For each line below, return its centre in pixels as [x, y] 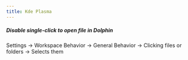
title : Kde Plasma [29, 11]
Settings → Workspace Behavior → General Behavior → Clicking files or [94, 45]
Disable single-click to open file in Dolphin [60, 31]
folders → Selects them [35, 51]
